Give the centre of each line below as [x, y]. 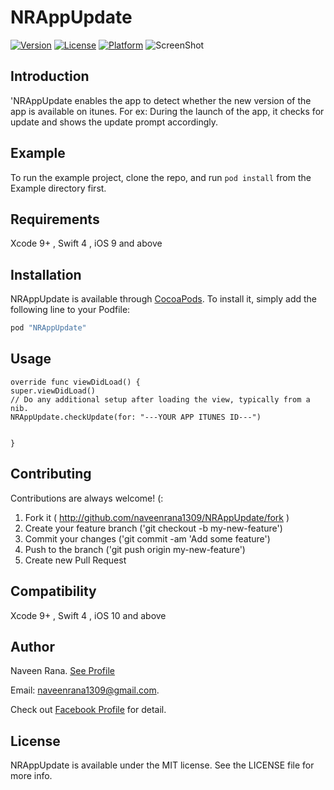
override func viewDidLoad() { [75, 382]
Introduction [50, 76]
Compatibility [53, 591]
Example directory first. [58, 188]
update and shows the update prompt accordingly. [114, 122]
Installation [46, 274]
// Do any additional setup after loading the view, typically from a [160, 399]
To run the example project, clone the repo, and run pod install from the [161, 177]
